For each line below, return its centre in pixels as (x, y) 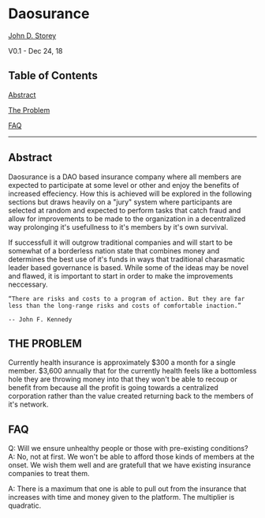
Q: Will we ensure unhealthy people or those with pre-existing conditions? (128, 449)
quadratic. (25, 505)
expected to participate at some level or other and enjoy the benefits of (124, 185)
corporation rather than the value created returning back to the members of (131, 396)
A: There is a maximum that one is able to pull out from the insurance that (127, 489)
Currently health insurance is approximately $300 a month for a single (122, 362)
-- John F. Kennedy (40, 319)
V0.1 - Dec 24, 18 (35, 51)
